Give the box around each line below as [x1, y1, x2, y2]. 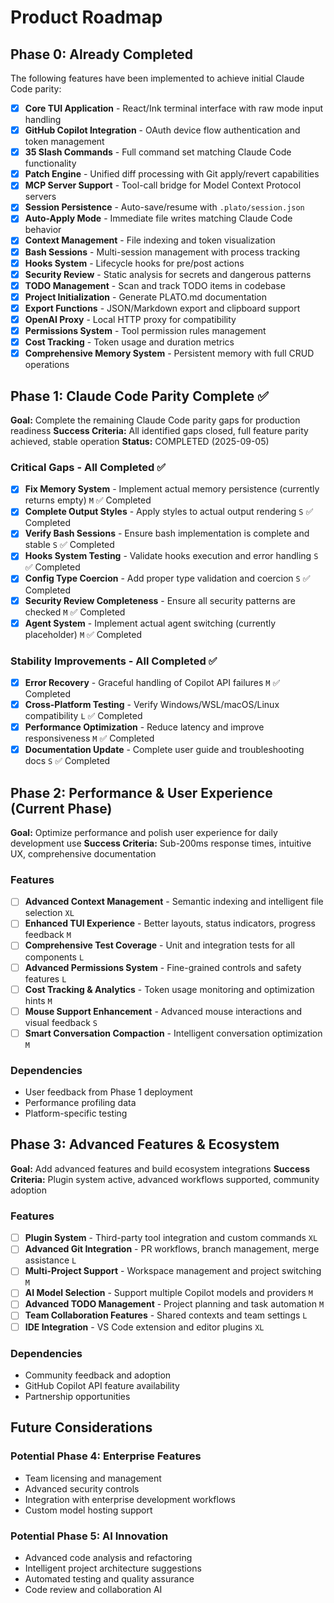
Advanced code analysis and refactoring [24, 1551, 193, 1563]
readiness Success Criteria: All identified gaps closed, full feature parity [10, 424, 309, 436]
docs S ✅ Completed [24, 755, 111, 767]
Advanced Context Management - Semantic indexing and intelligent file [24, 896, 324, 908]
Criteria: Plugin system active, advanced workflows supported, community [10, 1173, 320, 1185]
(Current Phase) [10, 800, 113, 817]
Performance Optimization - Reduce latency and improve [24, 721, 265, 733]
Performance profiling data [24, 1097, 137, 1109]
